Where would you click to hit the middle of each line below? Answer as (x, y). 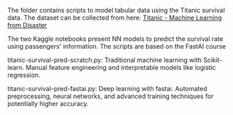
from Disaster (27, 25)
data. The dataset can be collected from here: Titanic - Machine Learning (115, 18)
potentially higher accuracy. (48, 104)
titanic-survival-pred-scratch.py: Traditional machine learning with (105, 60)
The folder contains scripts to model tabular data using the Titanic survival (116, 10)
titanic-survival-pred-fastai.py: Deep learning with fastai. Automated (107, 89)
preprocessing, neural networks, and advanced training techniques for (111, 96)
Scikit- (213, 60)
